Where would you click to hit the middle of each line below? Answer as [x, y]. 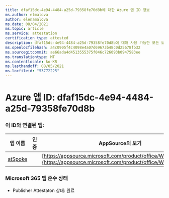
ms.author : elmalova [27, 15]
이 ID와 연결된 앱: [25, 125]
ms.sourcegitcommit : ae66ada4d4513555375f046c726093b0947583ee [73, 52]
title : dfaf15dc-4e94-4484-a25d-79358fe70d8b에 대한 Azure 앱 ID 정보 [77, 10]
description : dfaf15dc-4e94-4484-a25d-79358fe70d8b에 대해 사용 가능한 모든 [82, 43]
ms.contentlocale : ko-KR [31, 62]
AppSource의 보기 [120, 143]
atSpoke [18, 159]
